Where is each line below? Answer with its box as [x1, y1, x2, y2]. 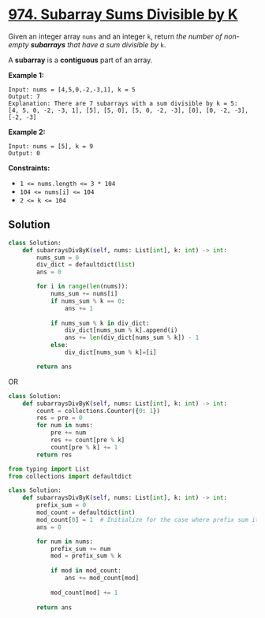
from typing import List [8, 465, 90, 473]
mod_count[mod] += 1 [50, 589, 118, 597]
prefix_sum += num [50, 545, 111, 553]
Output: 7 [8, 92, 41, 100]
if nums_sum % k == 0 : [50, 297, 125, 305]
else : [50, 341, 69, 349]
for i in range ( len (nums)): [36, 282, 129, 291]
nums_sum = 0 [36, 254, 80, 262]
